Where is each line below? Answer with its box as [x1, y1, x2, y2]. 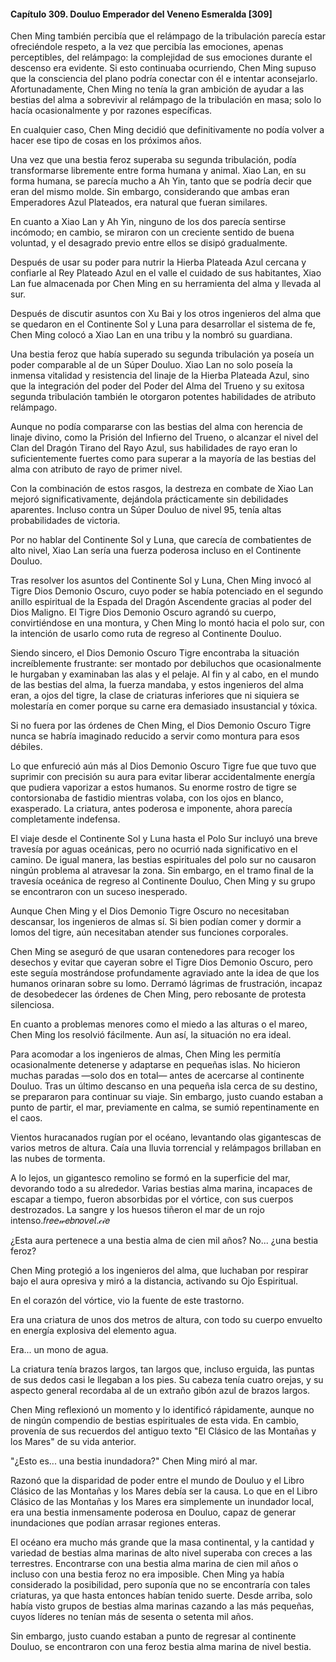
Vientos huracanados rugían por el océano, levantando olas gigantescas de [10, 1131, 322, 1144]
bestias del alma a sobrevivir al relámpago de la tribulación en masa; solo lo [10, 94, 322, 106]
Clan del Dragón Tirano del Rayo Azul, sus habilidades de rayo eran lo [10, 442, 298, 454]
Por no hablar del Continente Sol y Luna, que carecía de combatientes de [10, 534, 312, 546]
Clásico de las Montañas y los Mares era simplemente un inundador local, [10, 1496, 315, 1508]
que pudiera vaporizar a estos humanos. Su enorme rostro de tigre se [10, 781, 298, 794]
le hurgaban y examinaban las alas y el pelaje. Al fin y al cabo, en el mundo [10, 668, 320, 680]
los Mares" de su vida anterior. [10, 1436, 137, 1448]
